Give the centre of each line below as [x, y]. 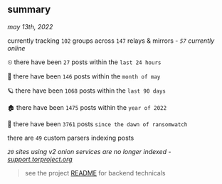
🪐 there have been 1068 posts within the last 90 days [86, 91]
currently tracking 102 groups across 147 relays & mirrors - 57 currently [111, 41]
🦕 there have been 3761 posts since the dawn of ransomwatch [97, 124]
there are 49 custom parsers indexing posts [71, 138]
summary [29, 10]
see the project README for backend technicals [95, 173]
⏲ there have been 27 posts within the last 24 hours [84, 62]
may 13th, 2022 [30, 26]
